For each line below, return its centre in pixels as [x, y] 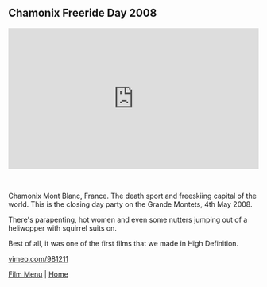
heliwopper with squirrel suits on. [63, 228]
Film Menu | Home [39, 274]
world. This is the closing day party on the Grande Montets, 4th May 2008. [130, 204]
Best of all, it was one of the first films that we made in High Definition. [124, 244]
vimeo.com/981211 [39, 259]
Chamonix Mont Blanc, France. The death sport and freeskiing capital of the [132, 196]
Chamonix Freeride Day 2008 [83, 13]
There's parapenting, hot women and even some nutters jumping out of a [128, 220]
